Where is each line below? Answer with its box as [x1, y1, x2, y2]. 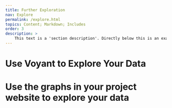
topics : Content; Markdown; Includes [5, 21, 86, 27]
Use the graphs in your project [5, 81, 137, 93]
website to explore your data [5, 92, 130, 103]
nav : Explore [5, 12, 33, 17]
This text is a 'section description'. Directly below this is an [14, 36, 159, 41]
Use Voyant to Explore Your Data [5, 58, 146, 69]
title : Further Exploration [5, 7, 66, 13]
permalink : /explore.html [5, 17, 60, 22]
